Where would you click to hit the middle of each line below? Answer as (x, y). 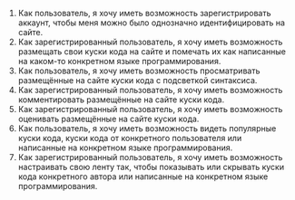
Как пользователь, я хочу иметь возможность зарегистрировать (144, 13)
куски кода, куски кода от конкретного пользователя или (130, 138)
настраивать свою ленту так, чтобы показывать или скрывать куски (151, 167)
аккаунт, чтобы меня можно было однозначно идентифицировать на (152, 23)
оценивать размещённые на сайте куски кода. (108, 119)
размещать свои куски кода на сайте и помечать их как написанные (152, 52)
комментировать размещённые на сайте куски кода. (121, 100)
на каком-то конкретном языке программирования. (119, 61)
